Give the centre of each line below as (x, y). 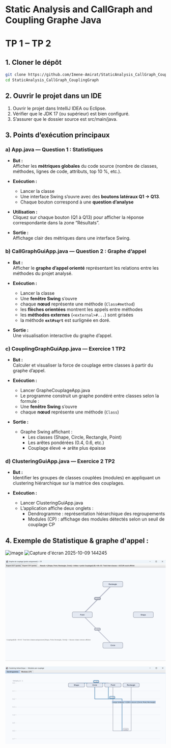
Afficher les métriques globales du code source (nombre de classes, (85, 166)
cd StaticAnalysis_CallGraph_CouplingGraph (52, 80)
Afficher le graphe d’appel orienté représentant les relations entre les (86, 268)
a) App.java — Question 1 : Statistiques (54, 150)
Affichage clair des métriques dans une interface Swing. (72, 238)
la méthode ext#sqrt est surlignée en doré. (65, 320)
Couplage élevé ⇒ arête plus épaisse (67, 448)
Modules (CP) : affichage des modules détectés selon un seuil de (96, 519)
